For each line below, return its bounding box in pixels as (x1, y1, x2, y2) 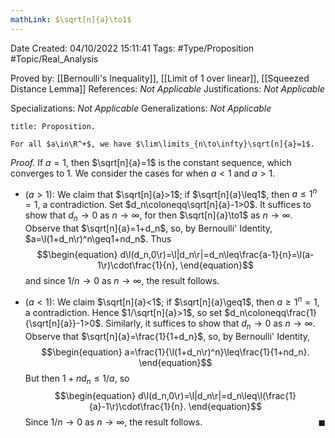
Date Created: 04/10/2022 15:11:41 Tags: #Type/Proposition (10, 42, 255, 54)
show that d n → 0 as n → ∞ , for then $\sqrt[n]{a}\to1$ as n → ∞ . (24, 209, 293, 224)
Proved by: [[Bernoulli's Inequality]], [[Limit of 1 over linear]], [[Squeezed (10, 72, 310, 84)
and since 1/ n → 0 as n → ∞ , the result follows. (24, 275, 220, 287)
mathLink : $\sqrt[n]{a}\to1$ (10, 14, 132, 25)
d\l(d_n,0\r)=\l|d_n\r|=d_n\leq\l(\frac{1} (138, 390, 297, 402)
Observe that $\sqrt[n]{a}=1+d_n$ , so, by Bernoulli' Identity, (24, 222, 273, 235)
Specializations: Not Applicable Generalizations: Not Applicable (10, 102, 272, 114)
